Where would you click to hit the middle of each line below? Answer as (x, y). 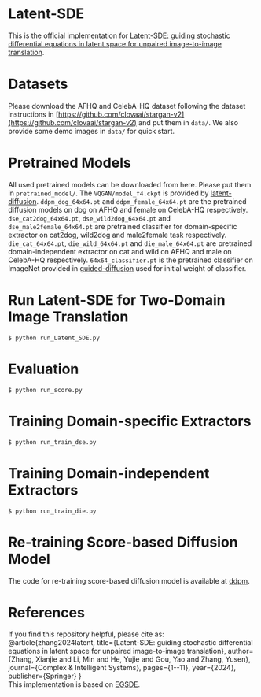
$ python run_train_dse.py (52, 442)
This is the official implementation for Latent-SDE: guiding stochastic (119, 35)
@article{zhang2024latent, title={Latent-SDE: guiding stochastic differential (130, 643)
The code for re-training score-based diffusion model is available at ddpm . (129, 580)
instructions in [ (33, 114)
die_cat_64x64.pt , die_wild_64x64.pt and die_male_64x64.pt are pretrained (130, 243)
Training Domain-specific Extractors (130, 421)
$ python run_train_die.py (52, 511)
